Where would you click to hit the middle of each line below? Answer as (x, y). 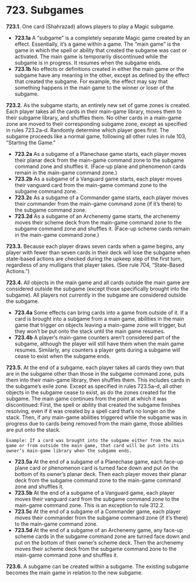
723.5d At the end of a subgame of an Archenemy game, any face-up (99, 530)
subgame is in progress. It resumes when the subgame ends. (88, 63)
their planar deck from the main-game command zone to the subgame (99, 160)
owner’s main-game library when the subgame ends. (69, 451)
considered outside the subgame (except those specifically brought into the (97, 288)
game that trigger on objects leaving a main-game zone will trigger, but (100, 325)
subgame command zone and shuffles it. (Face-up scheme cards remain (102, 229)
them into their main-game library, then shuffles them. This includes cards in (98, 380)
